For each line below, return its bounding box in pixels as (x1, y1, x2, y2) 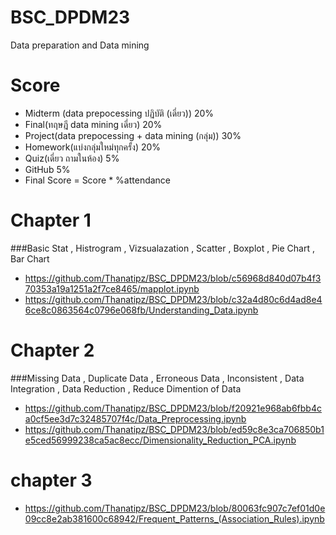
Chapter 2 (10, 339, 95, 361)
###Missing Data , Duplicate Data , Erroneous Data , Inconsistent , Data (10, 372, 305, 384)
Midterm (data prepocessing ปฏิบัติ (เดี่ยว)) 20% (24, 107, 215, 119)
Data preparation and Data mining (10, 39, 150, 51)
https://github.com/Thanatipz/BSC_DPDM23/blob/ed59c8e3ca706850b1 (24, 423, 325, 435)
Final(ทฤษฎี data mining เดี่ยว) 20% (24, 118, 163, 130)
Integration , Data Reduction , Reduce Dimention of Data (10, 382, 242, 395)
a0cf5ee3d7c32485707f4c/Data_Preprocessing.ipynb (24, 412, 247, 425)
